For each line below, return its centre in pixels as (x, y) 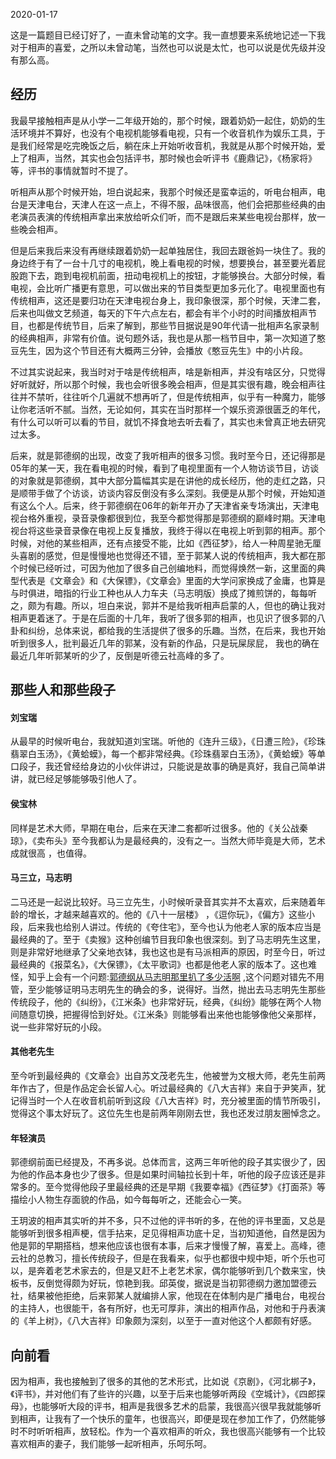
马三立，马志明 (41, 878)
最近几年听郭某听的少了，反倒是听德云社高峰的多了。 (120, 655)
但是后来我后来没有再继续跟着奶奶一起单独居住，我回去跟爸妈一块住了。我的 (168, 250)
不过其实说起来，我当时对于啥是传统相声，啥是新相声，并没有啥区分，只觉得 (168, 371)
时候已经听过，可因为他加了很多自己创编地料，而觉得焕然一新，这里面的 (167, 568)
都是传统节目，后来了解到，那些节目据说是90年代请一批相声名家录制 (178, 325)
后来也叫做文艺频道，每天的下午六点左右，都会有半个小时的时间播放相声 (159, 313)
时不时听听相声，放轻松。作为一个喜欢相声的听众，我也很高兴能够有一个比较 (168, 1431)
